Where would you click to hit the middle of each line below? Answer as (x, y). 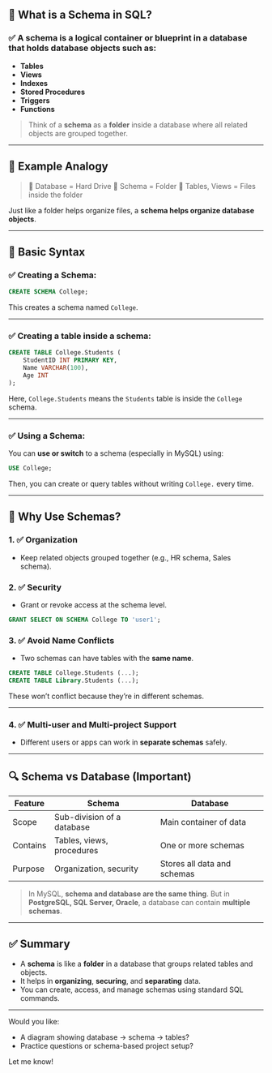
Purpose (29, 869)
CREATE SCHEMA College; (49, 292)
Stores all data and (195, 863)
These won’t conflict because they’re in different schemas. (106, 696)
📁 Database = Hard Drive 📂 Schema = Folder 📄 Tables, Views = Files (142, 186)
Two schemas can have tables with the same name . (107, 659)
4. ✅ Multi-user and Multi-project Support (92, 724)
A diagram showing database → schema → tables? (105, 1037)
